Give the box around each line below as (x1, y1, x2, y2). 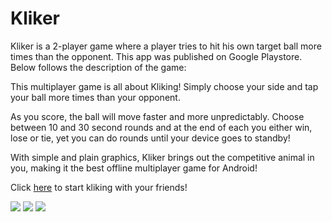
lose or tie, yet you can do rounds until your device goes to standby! (10, 132, 291, 144)
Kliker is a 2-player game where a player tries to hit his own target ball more (10, 40, 322, 52)
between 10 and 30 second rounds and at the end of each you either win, (10, 121, 313, 133)
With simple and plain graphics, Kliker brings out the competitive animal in (10, 151, 315, 163)
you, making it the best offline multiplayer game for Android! (10, 162, 258, 174)
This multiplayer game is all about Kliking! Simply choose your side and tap (10, 80, 319, 92)
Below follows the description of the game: (10, 61, 187, 73)
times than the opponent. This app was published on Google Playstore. (10, 50, 303, 62)
